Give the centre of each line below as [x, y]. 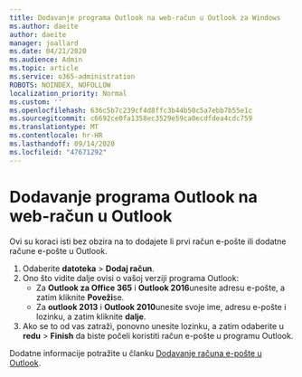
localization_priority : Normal [68, 93]
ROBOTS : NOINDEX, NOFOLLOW [60, 85]
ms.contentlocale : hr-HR [56, 136]
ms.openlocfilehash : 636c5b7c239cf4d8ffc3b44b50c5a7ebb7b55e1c [131, 110]
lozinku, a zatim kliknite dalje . [91, 316]
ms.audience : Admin [46, 60]
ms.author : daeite [44, 26]
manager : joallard [44, 43]
